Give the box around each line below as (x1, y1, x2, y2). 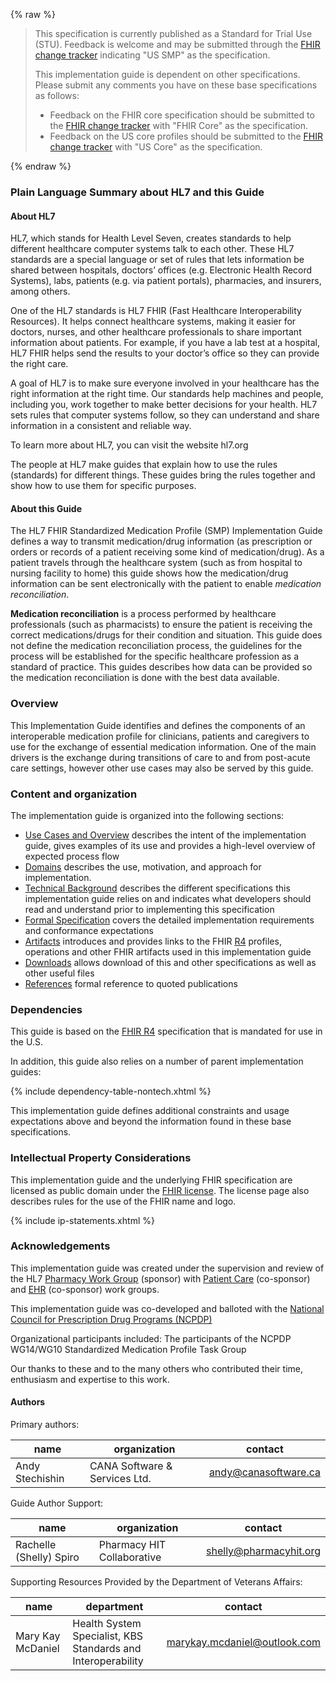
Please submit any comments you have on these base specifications (34, 79, 318, 91)
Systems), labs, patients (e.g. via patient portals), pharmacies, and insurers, (10, 275, 322, 287)
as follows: (34, 90, 80, 101)
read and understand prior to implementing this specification (24, 903, 275, 915)
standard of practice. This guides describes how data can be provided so (10, 661, 313, 673)
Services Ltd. (89, 1472, 152, 1486)
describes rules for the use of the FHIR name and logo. (10, 1195, 237, 1207)
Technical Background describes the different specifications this (24, 882, 291, 894)
